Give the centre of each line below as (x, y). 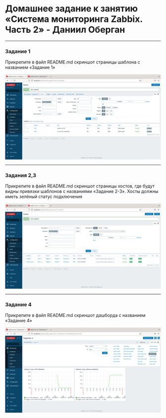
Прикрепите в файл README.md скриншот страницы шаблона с (73, 62)
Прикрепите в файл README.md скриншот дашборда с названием (75, 315)
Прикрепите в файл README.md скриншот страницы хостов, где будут (80, 186)
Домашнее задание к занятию (72, 9)
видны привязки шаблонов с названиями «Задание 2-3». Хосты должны (82, 191)
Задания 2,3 (21, 175)
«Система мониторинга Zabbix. (74, 19)
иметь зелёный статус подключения (44, 197)
